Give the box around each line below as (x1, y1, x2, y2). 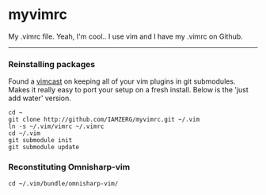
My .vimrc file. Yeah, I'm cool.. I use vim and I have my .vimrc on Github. (8, 32, 243, 41)
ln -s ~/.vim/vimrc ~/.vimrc (8, 122, 104, 131)
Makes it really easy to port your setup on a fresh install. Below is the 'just (8, 85, 249, 95)
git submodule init (8, 137, 73, 144)
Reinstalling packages (8, 58, 96, 69)
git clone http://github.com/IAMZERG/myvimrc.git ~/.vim (8, 116, 200, 124)
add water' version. (8, 93, 71, 103)
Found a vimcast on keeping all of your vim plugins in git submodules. (8, 77, 236, 86)
